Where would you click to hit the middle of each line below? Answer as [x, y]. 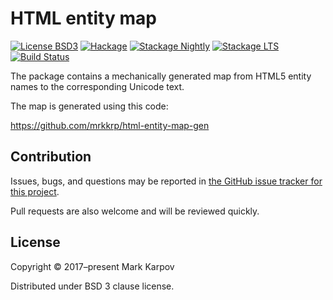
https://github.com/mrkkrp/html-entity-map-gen [110, 125]
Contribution [51, 157]
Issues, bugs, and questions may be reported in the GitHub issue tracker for [166, 181]
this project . [35, 191]
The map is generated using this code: [89, 106]
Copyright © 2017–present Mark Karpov [92, 266]
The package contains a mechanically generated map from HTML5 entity [161, 76]
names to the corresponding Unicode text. [97, 86]
